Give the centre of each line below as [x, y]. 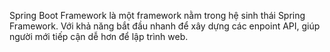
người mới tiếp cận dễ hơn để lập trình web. [99, 36]
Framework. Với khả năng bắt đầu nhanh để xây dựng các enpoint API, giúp [165, 26]
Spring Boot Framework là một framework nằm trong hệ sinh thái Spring [157, 15]
